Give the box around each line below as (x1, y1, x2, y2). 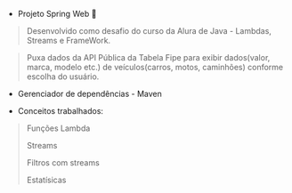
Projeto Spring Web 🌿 (17, 9, 97, 19)
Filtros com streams (26, 157, 100, 168)
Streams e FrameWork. (26, 36, 111, 45)
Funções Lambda (26, 123, 91, 133)
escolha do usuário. (26, 71, 100, 82)
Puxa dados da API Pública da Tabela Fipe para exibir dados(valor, (26, 52, 271, 62)
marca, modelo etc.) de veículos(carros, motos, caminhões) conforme (26, 62, 284, 72)
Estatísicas (26, 174, 67, 185)
